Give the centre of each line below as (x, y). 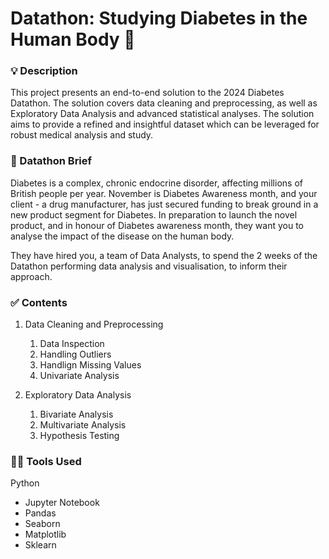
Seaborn (42, 524)
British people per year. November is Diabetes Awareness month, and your (164, 193)
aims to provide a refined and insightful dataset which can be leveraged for (165, 124)
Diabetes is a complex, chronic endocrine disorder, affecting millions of (156, 183)
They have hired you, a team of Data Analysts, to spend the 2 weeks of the (164, 255)
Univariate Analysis (79, 376)
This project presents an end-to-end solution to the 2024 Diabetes (147, 93)
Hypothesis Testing (79, 436)
